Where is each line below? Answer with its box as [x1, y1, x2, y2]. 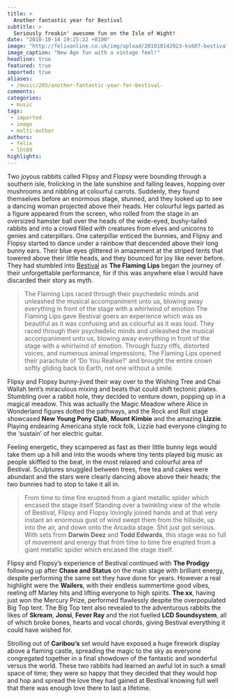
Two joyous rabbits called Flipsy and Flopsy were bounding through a [7, 172, 207, 180]
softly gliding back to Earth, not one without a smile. [24, 364, 174, 372]
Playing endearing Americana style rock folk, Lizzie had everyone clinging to [7, 422, 227, 430]
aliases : [7, 75, 33, 82]
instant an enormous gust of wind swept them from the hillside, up [24, 515, 215, 524]
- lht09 [10, 147, 33, 154]
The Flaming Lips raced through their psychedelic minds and [24, 289, 199, 297]
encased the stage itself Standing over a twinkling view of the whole [24, 501, 221, 509]
